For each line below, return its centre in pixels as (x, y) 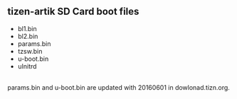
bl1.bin (27, 28)
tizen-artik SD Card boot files (73, 12)
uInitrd (27, 66)
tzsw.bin (30, 51)
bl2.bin (28, 36)
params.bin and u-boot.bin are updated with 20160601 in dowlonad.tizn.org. (118, 87)
